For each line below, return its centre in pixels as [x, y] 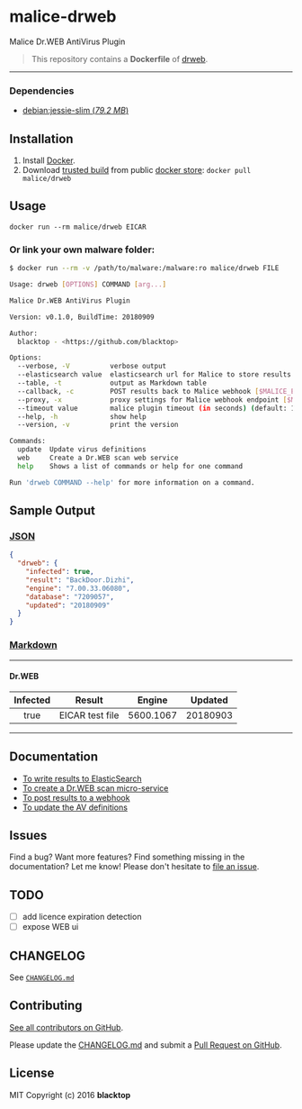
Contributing [46, 1006]
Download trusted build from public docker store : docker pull [137, 170]
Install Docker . [49, 160]
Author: [24, 333]
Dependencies [42, 90]
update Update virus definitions [82, 450]
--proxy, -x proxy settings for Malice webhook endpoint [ [152, 400]
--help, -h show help [82, 416]
